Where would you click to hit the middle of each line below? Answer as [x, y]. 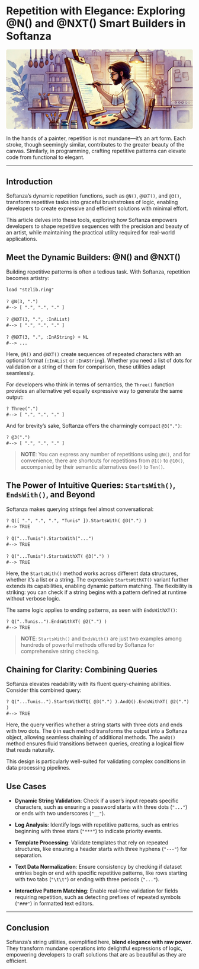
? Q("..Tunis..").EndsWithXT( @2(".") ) [57, 621]
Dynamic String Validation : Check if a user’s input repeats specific [97, 801]
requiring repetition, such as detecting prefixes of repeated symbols [98, 897]
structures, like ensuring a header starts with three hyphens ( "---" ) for [101, 849]
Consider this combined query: [44, 690]
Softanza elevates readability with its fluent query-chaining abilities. [89, 684]
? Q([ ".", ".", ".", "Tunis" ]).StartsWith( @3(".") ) [76, 520]
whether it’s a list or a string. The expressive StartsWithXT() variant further [97, 579]
